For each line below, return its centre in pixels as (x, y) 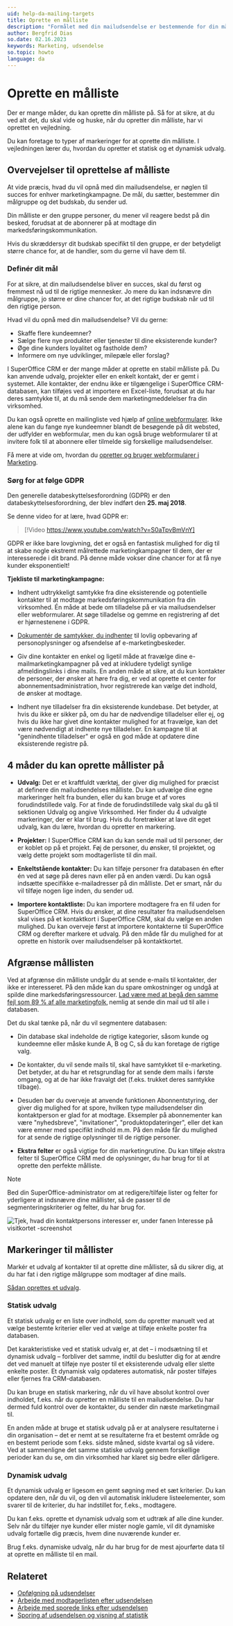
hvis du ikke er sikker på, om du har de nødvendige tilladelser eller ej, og (121, 715)
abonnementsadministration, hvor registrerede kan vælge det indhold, (117, 686)
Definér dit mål (33, 269)
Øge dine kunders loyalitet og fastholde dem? (82, 348)
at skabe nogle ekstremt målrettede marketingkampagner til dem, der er (110, 551)
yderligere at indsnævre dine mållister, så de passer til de (89, 1199)
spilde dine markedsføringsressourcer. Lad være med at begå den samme (113, 994)
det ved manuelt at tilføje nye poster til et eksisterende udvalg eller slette (111, 1364)
